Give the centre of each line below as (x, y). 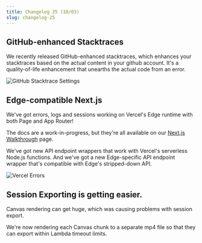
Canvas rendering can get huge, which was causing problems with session (99, 209)
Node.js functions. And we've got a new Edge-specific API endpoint (91, 157)
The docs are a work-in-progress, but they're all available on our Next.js (96, 133)
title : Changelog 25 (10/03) (43, 12)
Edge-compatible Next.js (54, 100)
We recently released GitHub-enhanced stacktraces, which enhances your (99, 57)
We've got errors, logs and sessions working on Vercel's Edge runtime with (99, 115)
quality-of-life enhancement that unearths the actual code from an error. (96, 70)
